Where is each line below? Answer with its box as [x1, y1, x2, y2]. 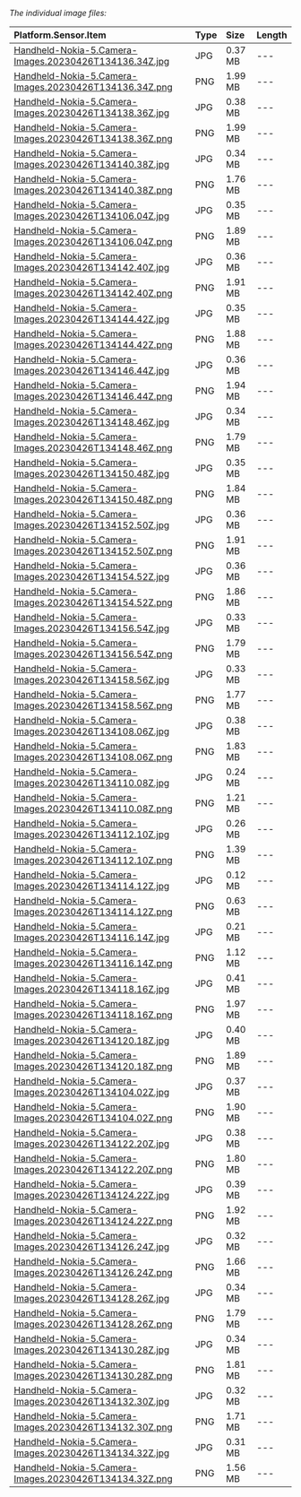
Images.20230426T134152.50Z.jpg [13, 519, 170, 532]
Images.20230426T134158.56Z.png [13, 699, 173, 712]
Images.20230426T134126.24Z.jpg [13, 1241, 170, 1253]
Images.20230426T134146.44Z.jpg [13, 365, 170, 376]
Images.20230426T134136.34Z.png [13, 81, 173, 93]
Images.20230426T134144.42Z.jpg [13, 313, 170, 325]
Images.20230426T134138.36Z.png [13, 133, 173, 144]
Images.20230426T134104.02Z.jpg [13, 1086, 170, 1098]
